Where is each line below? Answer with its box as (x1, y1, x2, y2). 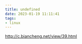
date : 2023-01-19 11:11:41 (5, 11, 60, 16)
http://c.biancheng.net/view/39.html (5, 33, 77, 39)
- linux (5, 20, 21, 25)
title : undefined (5, 7, 40, 12)
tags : (5, 16, 16, 21)
